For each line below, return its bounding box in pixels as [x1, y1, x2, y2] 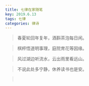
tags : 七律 [5, 16, 26, 21]
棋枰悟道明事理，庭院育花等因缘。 [17, 45, 87, 52]
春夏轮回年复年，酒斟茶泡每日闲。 [17, 35, 87, 41]
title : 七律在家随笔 [5, 7, 43, 12]
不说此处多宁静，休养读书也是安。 [17, 66, 87, 72]
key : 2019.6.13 [5, 12, 37, 17]
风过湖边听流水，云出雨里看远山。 [17, 56, 87, 62]
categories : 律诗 [5, 21, 40, 26]
